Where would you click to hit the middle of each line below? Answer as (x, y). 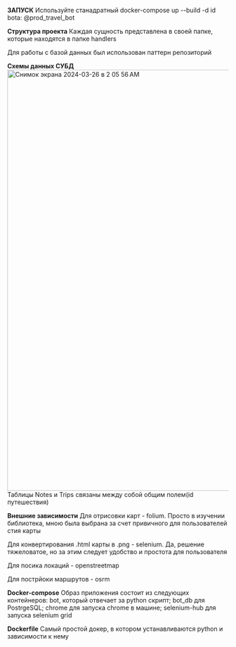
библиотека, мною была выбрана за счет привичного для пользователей (117, 523)
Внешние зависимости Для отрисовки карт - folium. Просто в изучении (116, 516)
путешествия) (28, 502)
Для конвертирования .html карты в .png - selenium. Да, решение (106, 544)
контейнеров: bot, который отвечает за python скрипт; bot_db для (106, 600)
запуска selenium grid (40, 615)
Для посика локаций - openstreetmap (63, 565)
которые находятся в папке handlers (62, 39)
